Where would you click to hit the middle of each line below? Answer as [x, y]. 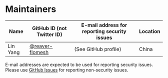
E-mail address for [104, 25]
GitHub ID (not [49, 28]
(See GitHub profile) [98, 49]
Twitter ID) [49, 34]
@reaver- [41, 46]
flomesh [39, 52]
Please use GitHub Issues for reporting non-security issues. [67, 70]
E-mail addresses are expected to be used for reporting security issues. [79, 64]
